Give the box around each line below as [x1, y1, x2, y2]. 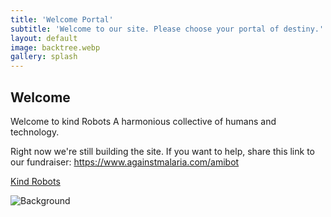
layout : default [10, 33, 78, 43]
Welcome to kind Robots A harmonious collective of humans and [10, 115, 277, 127]
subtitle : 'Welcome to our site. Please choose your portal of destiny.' [10, 24, 325, 34]
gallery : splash [10, 52, 78, 62]
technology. [10, 126, 60, 138]
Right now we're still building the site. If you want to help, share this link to [10, 145, 315, 157]
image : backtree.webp [10, 42, 101, 53]
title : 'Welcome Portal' [10, 14, 114, 25]
